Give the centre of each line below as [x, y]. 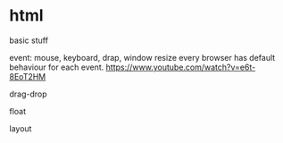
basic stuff [29, 40]
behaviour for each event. [57, 67]
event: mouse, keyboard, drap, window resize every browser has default [142, 57]
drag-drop [28, 94]
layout [21, 128]
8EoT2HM [28, 76]
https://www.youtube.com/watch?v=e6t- [181, 67]
